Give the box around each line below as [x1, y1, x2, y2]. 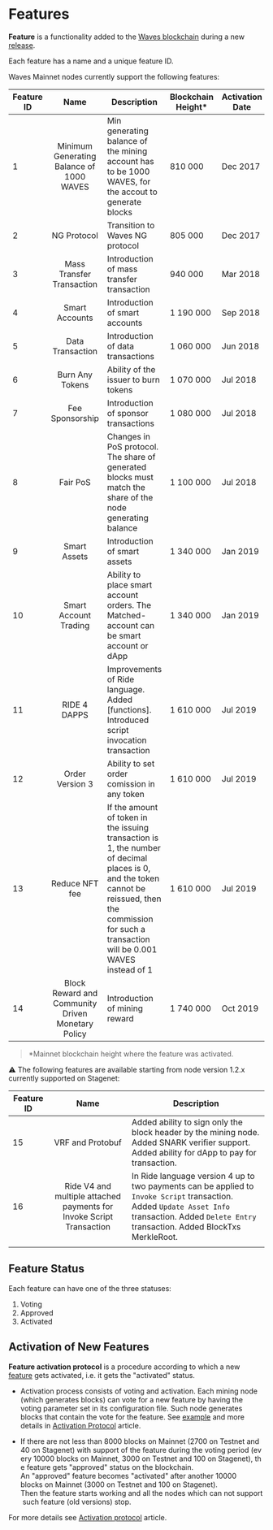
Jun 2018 [221, 340, 260, 352]
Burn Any [57, 369, 93, 380]
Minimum [57, 140, 93, 151]
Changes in [106, 431, 150, 442]
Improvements [106, 663, 162, 674]
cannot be [106, 882, 146, 894]
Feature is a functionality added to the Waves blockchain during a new [8, 32, 245, 41]
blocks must [106, 471, 154, 483]
